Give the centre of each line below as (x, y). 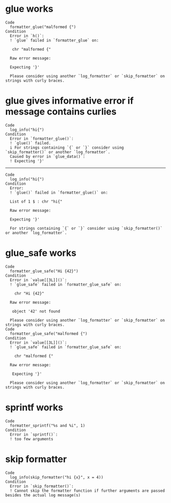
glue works (29, 9)
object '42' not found (36, 311)
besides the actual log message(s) (43, 495)
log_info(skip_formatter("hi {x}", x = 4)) (56, 477)
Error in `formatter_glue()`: (42, 138)
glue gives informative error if (69, 101)
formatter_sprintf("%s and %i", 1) (48, 425)
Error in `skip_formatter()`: (42, 486)
